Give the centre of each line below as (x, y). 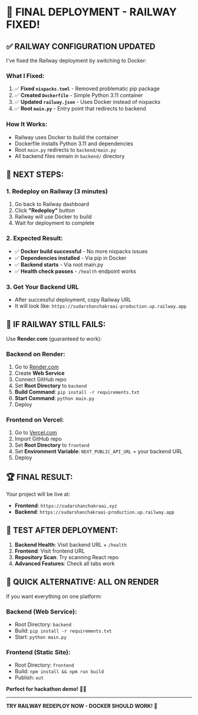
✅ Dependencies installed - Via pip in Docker (70, 258)
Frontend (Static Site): (38, 652)
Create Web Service (39, 373)
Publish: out (29, 678)
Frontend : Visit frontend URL (50, 551)
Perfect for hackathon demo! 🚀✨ (46, 689)
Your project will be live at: (38, 494)
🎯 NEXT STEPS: (35, 174)
